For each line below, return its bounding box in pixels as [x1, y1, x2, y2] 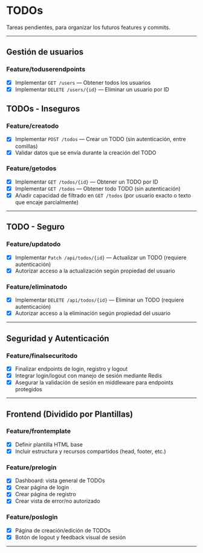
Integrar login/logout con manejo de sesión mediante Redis [14, 372, 162, 379]
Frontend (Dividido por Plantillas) [6, 409, 134, 419]
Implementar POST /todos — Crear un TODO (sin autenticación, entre [14, 136, 186, 143]
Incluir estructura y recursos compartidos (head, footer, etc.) [14, 448, 166, 455]
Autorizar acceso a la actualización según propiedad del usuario [14, 267, 175, 274]
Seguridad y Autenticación [6, 333, 110, 343]
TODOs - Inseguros [6, 104, 80, 114]
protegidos [14, 386, 42, 393]
